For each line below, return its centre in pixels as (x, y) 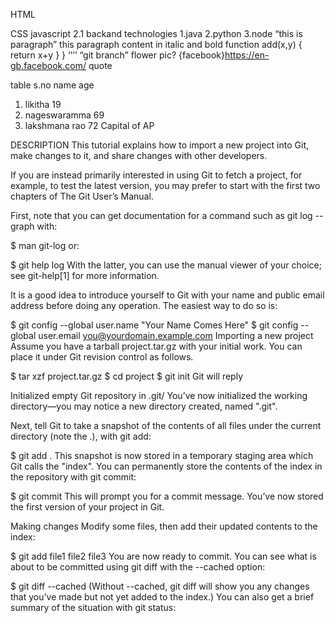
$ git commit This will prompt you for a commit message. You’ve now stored (167, 496)
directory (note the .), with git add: (81, 436)
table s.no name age (52, 85)
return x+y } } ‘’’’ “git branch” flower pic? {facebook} (118, 55)
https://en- (247, 55)
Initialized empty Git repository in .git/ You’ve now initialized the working (159, 395)
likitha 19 (43, 104)
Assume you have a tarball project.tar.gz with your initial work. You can (156, 346)
